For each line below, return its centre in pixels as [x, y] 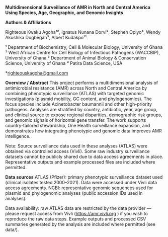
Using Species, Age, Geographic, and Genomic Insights [64, 13]
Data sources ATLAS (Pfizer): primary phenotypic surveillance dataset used [84, 177]
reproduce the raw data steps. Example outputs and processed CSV [76, 219]
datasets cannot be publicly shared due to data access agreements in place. [84, 156]
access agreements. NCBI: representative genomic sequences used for [79, 188]
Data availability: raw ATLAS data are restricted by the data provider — [78, 208]
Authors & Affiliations [28, 22]
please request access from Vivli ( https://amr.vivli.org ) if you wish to [77, 214]
